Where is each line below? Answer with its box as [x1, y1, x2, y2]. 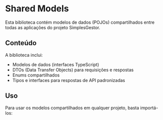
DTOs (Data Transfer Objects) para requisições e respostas [12, 67, 134, 73]
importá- [140, 105, 158, 111]
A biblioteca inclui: [5, 52, 43, 58]
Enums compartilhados [12, 72, 60, 78]
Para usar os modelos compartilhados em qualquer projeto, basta [5, 105, 139, 111]
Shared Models [5, 3, 69, 14]
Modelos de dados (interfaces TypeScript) [12, 61, 99, 67]
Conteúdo [5, 39, 37, 47]
